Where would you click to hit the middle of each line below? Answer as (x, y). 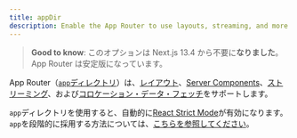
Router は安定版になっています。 (108, 63)
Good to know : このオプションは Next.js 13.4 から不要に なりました (153, 52)
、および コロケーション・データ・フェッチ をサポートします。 (160, 93)
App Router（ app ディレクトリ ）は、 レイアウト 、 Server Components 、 (139, 82)
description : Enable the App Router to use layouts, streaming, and (139, 26)
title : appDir (36, 17)
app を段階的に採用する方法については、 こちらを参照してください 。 (132, 123)
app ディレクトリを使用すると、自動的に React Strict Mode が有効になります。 (148, 112)
